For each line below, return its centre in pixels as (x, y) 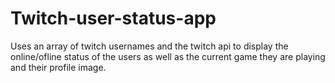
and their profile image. (58, 67)
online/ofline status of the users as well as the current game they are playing (168, 56)
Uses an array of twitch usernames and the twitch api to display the (149, 46)
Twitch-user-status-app (113, 18)
